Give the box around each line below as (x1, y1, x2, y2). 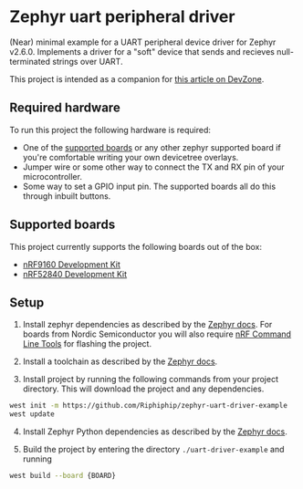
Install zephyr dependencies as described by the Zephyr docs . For (22, 319, 273, 330)
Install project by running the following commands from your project (22, 374, 278, 385)
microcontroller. (22, 171, 82, 182)
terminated (9, 56, 51, 67)
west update (9, 410, 55, 419)
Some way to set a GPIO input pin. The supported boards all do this (22, 181, 277, 192)
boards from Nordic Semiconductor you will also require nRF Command (22, 328, 292, 339)
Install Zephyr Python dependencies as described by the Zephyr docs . (22, 426, 287, 437)
